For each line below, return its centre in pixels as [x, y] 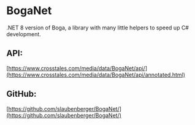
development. [24, 34]
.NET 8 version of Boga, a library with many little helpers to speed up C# [97, 28]
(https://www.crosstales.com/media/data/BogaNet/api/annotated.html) [96, 75]
